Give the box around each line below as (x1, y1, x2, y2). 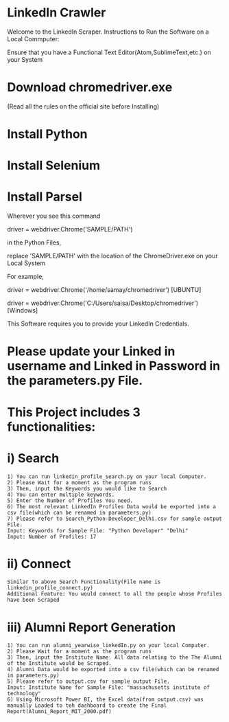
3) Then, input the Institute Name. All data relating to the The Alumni (7, 654, 223, 661)
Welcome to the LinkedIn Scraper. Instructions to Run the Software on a (7, 27, 209, 36)
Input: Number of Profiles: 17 (7, 533, 97, 540)
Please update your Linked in (7, 343, 176, 359)
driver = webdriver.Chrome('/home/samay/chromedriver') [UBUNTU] (7, 286, 202, 294)
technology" (7, 690, 41, 697)
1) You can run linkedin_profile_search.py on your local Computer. (7, 473, 207, 480)
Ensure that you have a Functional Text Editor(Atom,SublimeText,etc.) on (7, 48, 211, 56)
